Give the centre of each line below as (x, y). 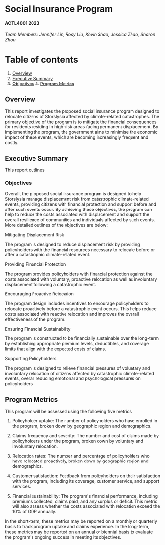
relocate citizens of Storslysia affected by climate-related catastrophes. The (82, 117)
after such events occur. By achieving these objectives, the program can (79, 210)
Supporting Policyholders (31, 359)
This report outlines (25, 170)
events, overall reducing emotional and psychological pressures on (73, 378)
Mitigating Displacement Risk (34, 235)
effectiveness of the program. (35, 319)
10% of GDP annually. (34, 512)
